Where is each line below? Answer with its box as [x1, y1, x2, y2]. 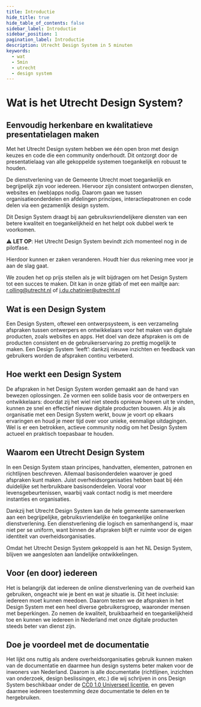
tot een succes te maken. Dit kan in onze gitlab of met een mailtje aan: [6, 280, 180, 287]
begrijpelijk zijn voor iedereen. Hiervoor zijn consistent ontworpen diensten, [6, 183, 194, 190]
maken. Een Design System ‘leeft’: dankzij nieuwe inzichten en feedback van [6, 346, 196, 353]
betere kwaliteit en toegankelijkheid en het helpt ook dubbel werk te [6, 220, 174, 227]
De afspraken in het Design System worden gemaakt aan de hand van [6, 385, 179, 393]
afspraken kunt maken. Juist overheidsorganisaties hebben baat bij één [6, 476, 183, 483]
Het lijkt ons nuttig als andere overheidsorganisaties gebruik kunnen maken [6, 656, 193, 663]
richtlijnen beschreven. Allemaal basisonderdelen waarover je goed [6, 470, 172, 477]
